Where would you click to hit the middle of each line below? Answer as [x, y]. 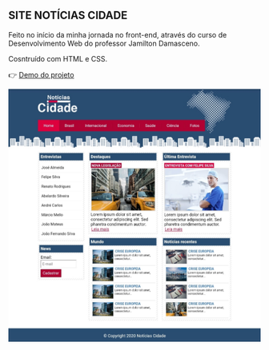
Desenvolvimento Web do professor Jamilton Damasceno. [104, 43]
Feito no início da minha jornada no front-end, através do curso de [118, 34]
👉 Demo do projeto [41, 74]
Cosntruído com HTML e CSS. [58, 58]
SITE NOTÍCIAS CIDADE [68, 16]
